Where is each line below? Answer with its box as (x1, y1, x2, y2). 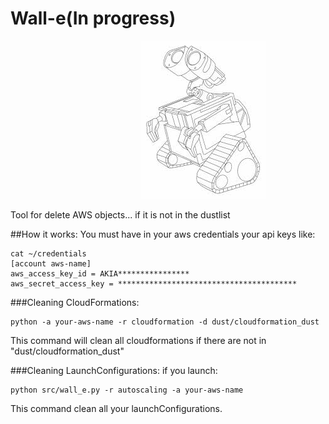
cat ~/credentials (10, 248, 87, 259)
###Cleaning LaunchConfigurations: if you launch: (10, 364, 218, 376)
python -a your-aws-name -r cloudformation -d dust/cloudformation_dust (10, 317, 320, 327)
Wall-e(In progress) (10, 7, 177, 30)
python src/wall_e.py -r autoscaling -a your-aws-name (10, 385, 244, 395)
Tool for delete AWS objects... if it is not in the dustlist (10, 208, 231, 221)
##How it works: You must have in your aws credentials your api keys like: (10, 228, 316, 240)
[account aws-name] (10, 258, 92, 269)
